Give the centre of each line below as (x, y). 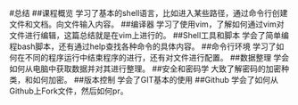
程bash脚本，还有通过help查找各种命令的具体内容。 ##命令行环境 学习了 (143, 46)
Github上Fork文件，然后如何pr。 (69, 91)
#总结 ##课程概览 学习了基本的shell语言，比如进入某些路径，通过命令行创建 (149, 13)
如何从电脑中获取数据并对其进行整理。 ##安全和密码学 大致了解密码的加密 (145, 69)
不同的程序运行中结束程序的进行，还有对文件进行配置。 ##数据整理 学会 (157, 57)
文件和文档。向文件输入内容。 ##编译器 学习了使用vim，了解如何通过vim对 (147, 24)
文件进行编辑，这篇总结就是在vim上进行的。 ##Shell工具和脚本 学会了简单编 (149, 35)
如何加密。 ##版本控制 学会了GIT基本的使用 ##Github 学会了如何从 (156, 80)
